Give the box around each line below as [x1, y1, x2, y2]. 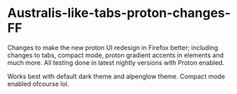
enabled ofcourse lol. [7, 79, 70, 88]
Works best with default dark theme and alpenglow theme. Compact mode [7, 72, 226, 81]
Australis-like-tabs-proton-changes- [7, 5, 231, 21]
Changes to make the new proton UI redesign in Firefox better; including [7, 43, 219, 52]
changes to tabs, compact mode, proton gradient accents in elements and [7, 51, 224, 59]
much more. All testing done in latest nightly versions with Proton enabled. [7, 58, 225, 66]
